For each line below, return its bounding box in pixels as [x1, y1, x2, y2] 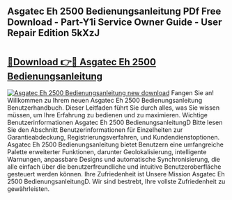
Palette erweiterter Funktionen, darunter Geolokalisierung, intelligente [7, 148, 207, 156]
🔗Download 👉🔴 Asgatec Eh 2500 [7, 56, 157, 68]
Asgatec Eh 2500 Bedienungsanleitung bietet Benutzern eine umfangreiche [7, 140, 224, 149]
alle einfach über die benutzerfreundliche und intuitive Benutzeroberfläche [7, 162, 222, 171]
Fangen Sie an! [171, 89, 215, 97]
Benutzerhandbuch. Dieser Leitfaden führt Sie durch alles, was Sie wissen [7, 103, 220, 112]
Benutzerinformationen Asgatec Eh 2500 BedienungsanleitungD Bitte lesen [7, 118, 223, 126]
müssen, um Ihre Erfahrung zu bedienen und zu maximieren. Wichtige [7, 111, 208, 119]
